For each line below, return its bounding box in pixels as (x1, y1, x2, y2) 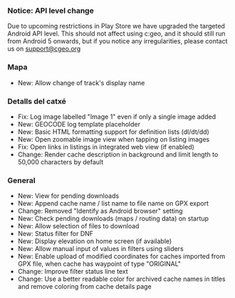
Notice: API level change (7, 6, 94, 16)
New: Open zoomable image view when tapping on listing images (17, 134, 210, 144)
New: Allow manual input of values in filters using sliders (17, 245, 184, 253)
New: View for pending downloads (17, 191, 120, 201)
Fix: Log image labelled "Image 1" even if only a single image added (17, 112, 216, 121)
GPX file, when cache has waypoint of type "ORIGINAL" (17, 260, 182, 268)
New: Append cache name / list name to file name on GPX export (17, 199, 209, 208)
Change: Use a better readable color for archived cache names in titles (17, 275, 226, 283)
